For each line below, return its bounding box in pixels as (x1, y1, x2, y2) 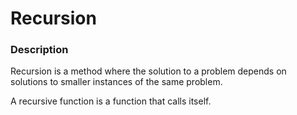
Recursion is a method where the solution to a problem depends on (10, 65, 287, 77)
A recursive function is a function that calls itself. (10, 95, 212, 107)
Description (10, 43, 69, 57)
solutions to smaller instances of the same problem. (10, 76, 223, 88)
